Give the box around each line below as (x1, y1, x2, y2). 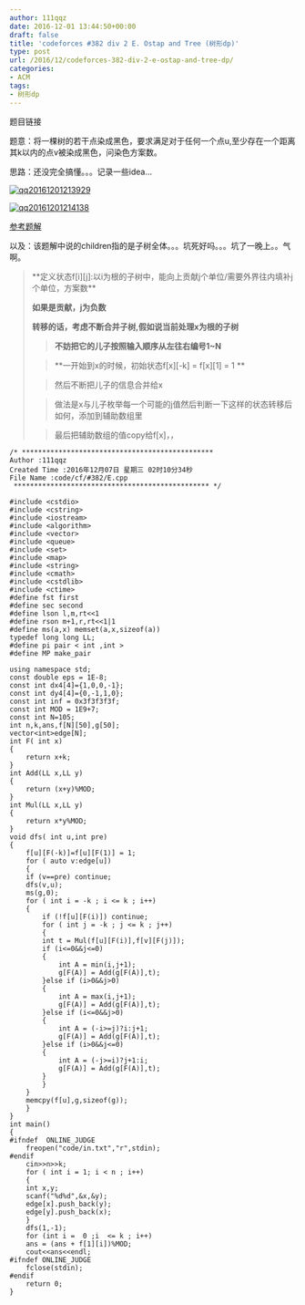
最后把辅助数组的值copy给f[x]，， (54, 430, 179, 440)
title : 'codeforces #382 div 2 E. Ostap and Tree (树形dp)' (9, 38, 239, 48)
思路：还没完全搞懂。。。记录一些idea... (9, 166, 153, 177)
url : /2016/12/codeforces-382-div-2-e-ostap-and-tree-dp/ (9, 56, 234, 65)
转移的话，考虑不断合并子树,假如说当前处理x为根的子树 (31, 321, 239, 332)
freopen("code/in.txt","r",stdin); (25, 1144, 161, 1153)
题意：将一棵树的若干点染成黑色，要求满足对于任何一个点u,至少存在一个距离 (9, 135, 296, 146)
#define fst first (9, 593, 79, 602)
